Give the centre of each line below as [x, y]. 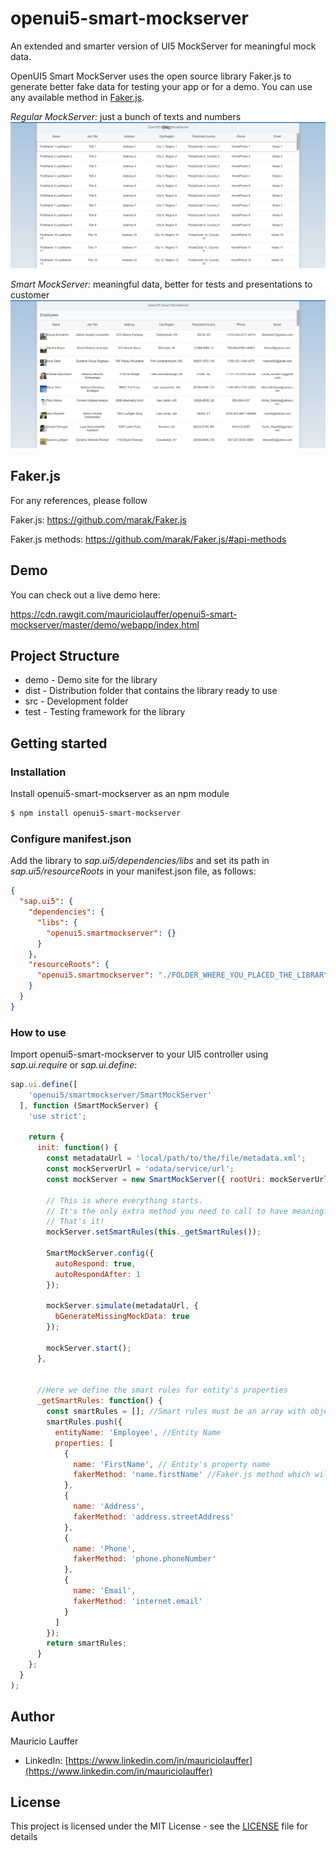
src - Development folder [76, 701]
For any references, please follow [79, 500]
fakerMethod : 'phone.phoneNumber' [145, 1559]
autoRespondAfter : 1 [97, 1274]
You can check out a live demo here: [85, 594]
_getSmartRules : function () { [99, 1401]
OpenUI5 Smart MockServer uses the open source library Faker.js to [151, 76]
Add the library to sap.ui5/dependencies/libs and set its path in [140, 861]
